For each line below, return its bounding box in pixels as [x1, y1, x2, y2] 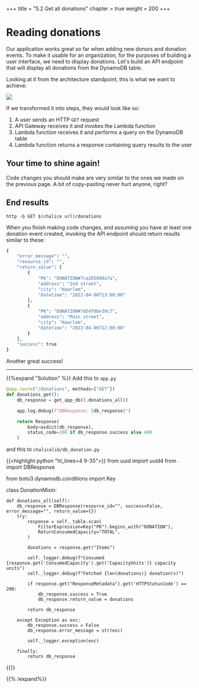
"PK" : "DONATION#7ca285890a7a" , [37, 275, 118, 281]
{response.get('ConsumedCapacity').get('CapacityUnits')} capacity [6, 560, 176, 567]
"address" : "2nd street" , [37, 281, 102, 287]
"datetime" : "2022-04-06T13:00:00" [37, 292, 126, 298]
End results [6, 198, 49, 208]
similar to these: [6, 236, 46, 244]
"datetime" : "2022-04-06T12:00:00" [37, 325, 126, 331]
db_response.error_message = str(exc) [27, 628, 123, 633]
